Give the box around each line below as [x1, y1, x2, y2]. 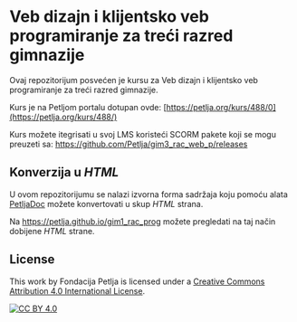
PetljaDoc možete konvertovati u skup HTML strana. [9, 198, 204, 209]
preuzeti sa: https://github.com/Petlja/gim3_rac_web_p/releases [9, 138, 248, 149]
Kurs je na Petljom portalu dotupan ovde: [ [9, 101, 168, 112]
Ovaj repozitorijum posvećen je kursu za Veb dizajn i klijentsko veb [9, 74, 258, 85]
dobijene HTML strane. [9, 225, 95, 236]
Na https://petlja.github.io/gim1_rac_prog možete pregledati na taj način [9, 215, 276, 227]
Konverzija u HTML [9, 165, 120, 180]
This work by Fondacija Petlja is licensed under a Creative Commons [9, 276, 265, 287]
